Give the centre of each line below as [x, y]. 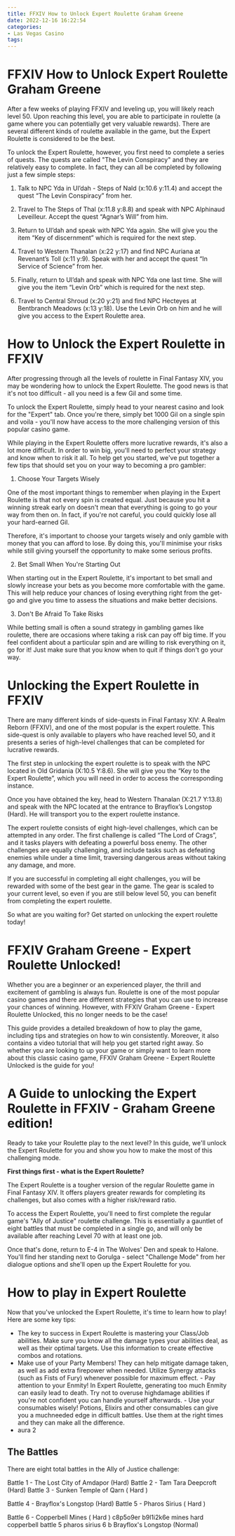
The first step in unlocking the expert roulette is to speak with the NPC [109, 763]
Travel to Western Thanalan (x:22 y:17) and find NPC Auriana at [109, 251]
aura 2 [27, 1430]
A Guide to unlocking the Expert [102, 1094]
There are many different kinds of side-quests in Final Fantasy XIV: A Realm [116, 720]
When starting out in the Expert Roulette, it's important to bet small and [110, 578]
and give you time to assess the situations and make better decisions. [117, 600]
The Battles [33, 1452]
